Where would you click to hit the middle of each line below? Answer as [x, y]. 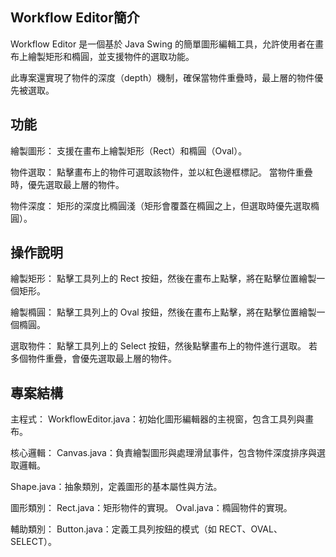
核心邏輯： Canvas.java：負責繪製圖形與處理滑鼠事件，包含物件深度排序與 [163, 453]
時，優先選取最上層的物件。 [67, 184]
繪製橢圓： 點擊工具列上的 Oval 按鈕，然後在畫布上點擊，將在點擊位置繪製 [163, 312]
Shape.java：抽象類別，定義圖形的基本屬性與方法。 [116, 487]
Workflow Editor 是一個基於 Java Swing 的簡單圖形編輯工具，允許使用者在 [162, 44]
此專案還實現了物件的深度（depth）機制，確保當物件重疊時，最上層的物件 [162, 77]
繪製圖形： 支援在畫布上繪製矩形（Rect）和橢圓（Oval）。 [129, 150]
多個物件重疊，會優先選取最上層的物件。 [93, 359]
